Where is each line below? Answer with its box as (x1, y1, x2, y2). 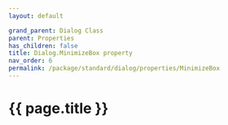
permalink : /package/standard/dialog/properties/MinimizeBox (8, 64, 221, 73)
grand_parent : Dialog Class (8, 26, 104, 35)
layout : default (8, 11, 64, 20)
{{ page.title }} (8, 99, 109, 118)
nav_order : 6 (8, 57, 53, 65)
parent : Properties (8, 34, 75, 42)
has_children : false (8, 41, 79, 50)
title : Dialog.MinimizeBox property (8, 50, 133, 58)
